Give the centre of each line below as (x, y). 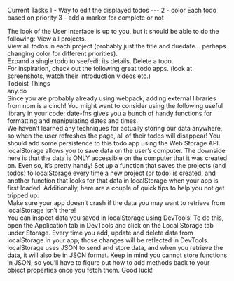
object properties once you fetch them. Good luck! (80, 270)
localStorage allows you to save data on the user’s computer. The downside (116, 151)
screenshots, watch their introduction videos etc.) (79, 76)
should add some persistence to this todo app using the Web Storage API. (114, 143)
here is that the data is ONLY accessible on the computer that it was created (117, 158)
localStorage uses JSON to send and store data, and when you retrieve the (115, 248)
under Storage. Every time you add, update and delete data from (101, 233)
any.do (17, 91)
